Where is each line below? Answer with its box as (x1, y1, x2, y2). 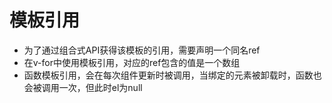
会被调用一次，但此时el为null (23, 81, 143, 93)
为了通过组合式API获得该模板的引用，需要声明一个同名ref (23, 44, 261, 56)
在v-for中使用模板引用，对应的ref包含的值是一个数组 (23, 56, 241, 68)
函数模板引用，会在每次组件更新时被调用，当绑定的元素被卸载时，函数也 (23, 69, 322, 81)
